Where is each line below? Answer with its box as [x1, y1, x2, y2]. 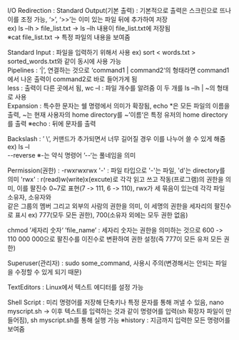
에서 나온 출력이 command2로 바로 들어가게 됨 [7, 75, 138, 83]
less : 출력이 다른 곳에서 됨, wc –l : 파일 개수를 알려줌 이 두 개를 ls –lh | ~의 [7, 84, 215, 92]
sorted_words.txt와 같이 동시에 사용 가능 [7, 57, 122, 66]
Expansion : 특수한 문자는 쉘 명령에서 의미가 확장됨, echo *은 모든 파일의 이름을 [7, 102, 230, 110]
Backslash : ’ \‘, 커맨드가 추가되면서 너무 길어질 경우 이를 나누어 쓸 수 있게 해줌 [7, 135, 226, 143]
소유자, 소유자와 [7, 193, 52, 201]
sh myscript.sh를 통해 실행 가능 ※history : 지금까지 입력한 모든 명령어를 [30, 316, 230, 324]
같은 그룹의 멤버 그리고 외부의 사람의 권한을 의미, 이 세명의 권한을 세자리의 [7, 202, 213, 210]
